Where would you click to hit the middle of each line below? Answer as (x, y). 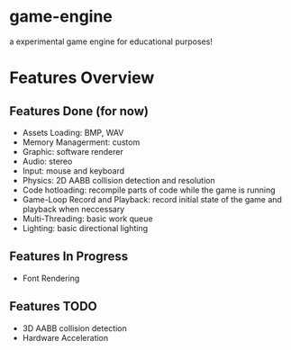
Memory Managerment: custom (81, 142)
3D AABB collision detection (75, 328)
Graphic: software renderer (73, 151)
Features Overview (82, 78)
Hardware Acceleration (65, 337)
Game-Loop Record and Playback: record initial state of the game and (152, 199)
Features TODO (53, 306)
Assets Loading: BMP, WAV (73, 132)
